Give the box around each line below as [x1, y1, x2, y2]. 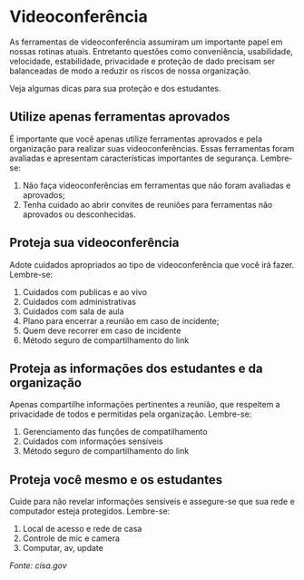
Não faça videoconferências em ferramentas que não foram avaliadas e [22, 180, 291, 191]
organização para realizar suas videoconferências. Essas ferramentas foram [9, 143, 295, 153]
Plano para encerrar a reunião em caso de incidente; [22, 315, 220, 326]
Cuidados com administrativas [22, 296, 136, 307]
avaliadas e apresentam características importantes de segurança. [9, 152, 259, 163]
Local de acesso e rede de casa [22, 524, 142, 535]
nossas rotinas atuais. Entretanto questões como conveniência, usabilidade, [9, 45, 293, 56]
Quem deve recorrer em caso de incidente [22, 325, 181, 336]
